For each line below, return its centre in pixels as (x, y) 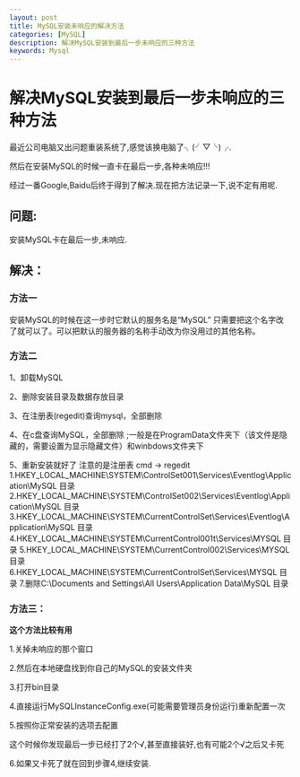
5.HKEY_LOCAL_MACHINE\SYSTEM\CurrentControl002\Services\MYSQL (154, 549)
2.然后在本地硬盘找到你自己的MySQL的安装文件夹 (101, 668)
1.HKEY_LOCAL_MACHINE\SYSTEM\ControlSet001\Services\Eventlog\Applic (150, 475)
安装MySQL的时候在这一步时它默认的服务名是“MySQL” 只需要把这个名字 (143, 319)
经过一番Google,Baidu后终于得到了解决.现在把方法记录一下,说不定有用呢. (143, 186)
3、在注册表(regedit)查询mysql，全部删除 (86, 415)
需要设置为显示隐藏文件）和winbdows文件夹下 (118, 446)
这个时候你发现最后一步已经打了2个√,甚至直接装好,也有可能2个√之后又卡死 (147, 745)
